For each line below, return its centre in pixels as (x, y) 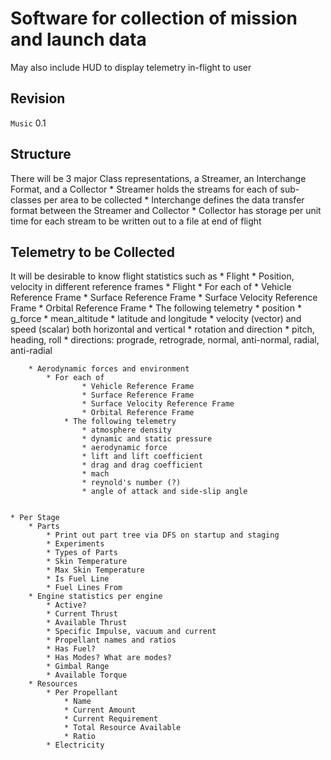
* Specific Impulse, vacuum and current (131, 632)
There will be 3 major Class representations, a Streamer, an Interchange (158, 178)
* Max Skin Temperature (95, 570)
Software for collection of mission (154, 18)
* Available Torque (87, 675)
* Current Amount (100, 710)
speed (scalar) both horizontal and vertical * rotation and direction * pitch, (162, 329)
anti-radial (31, 351)
